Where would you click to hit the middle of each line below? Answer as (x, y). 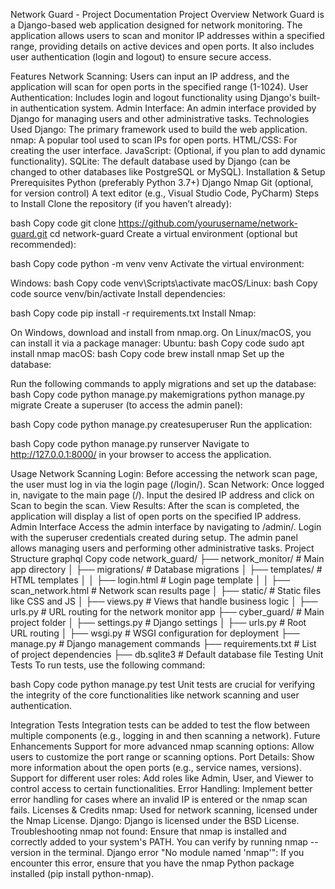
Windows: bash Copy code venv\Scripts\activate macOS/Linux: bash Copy (164, 283)
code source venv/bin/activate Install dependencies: (118, 293)
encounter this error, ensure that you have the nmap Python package (152, 863)
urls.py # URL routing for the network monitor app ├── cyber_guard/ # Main (167, 612)
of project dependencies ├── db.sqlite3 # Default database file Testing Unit (167, 654)
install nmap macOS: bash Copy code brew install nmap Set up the (147, 353)
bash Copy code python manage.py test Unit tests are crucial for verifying (163, 684)
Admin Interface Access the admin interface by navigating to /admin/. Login (166, 527)
